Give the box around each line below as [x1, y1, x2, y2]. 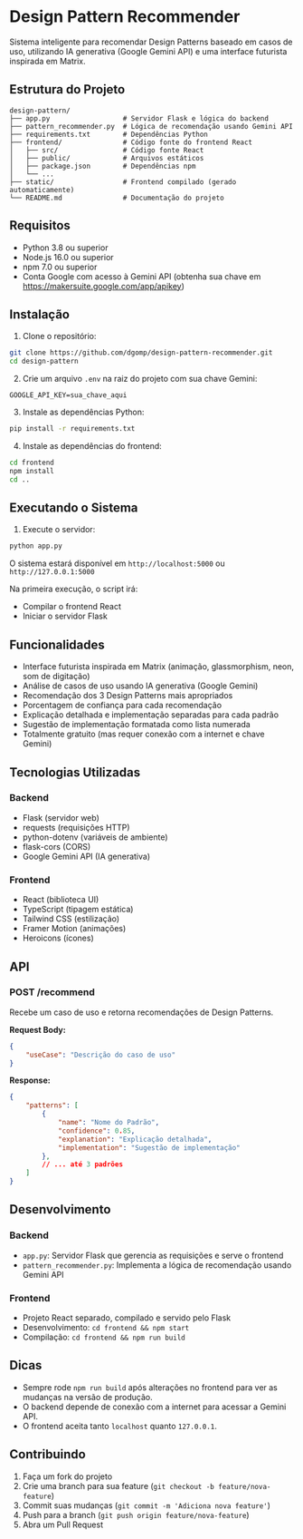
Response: [9, 1075, 52, 1086]
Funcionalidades [9, 637, 106, 652]
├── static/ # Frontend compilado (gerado [9, 177, 237, 187]
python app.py [9, 541, 63, 550]
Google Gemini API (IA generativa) [22, 851, 151, 862]
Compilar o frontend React [22, 601, 122, 612]
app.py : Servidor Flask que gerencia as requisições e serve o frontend [22, 1250, 284, 1261]
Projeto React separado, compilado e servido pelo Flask [22, 1312, 232, 1323]
